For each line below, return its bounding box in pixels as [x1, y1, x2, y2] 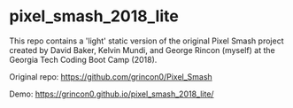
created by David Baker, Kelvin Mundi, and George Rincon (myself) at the [9, 44, 276, 55]
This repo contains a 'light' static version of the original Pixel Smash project [9, 35, 284, 46]
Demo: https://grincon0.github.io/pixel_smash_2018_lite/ [9, 89, 214, 99]
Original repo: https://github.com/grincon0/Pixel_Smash [9, 71, 212, 81]
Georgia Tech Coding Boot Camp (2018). [9, 54, 158, 65]
